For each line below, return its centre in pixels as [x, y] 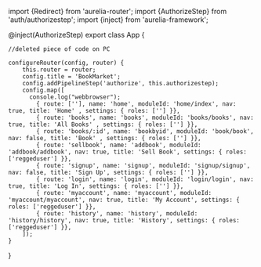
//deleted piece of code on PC [59, 49]
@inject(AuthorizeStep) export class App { [76, 35]
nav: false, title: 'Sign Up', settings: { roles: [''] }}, [109, 172]
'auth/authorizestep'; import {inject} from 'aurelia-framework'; [109, 20]
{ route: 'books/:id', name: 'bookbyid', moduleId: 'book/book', [145, 132]
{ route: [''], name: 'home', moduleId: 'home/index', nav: [136, 104]
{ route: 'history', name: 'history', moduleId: [117, 214]
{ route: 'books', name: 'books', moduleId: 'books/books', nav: [145, 117]
